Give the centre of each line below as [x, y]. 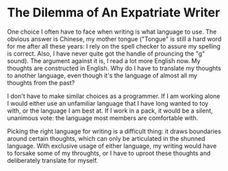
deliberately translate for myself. [53, 160]
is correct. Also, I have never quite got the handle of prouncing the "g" [106, 54]
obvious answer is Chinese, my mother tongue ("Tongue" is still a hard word [114, 38]
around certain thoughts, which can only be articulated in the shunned [106, 138]
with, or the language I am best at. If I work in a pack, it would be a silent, [110, 111]
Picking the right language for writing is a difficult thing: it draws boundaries [114, 131]
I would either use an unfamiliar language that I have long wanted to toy [108, 103]
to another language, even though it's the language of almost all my [102, 75]
